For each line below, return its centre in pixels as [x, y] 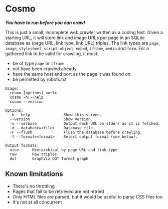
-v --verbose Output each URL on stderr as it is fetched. [85, 123]
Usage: [12, 88]
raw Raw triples [33, 154]
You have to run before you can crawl [45, 23]
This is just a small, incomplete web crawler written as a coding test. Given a [84, 32]
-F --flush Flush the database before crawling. [76, 132]
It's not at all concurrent [37, 202]
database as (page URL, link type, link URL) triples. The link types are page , [82, 43]
